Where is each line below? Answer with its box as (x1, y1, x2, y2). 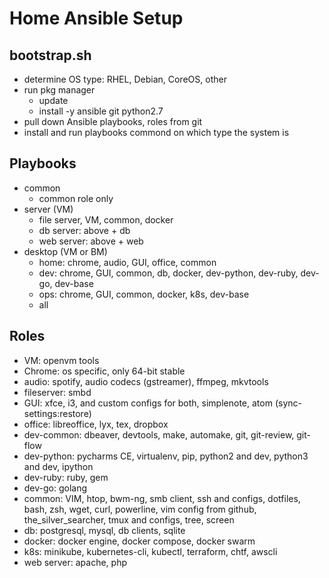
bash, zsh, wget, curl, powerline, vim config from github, (23, 503, 257, 515)
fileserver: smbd (23, 386, 92, 398)
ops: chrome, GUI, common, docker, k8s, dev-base (38, 288, 250, 300)
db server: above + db (38, 224, 131, 236)
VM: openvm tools (23, 354, 100, 366)
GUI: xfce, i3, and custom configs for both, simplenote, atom (23, 397, 273, 409)
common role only (38, 192, 114, 204)
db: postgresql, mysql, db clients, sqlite (23, 524, 186, 536)
